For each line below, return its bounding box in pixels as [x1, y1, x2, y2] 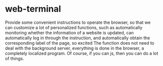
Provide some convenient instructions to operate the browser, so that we [5, 19, 151, 25]
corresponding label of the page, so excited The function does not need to [5, 40, 155, 46]
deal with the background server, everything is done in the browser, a [5, 45, 145, 51]
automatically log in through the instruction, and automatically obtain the [5, 35, 150, 41]
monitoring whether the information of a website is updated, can [5, 30, 134, 35]
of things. [5, 55, 24, 61]
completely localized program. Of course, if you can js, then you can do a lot [5, 50, 159, 56]
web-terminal [5, 3, 61, 15]
